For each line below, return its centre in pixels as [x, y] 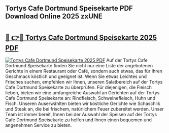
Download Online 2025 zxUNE [54, 17]
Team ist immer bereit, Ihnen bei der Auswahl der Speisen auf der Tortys [81, 114]
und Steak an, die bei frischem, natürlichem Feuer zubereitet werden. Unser [84, 109]
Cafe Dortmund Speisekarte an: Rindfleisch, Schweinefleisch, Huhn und [80, 98]
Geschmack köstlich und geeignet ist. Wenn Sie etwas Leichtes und [76, 76]
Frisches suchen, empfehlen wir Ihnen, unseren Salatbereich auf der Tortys [84, 82]
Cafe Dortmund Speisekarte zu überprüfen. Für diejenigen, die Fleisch [79, 87]
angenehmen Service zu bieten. [39, 125]
